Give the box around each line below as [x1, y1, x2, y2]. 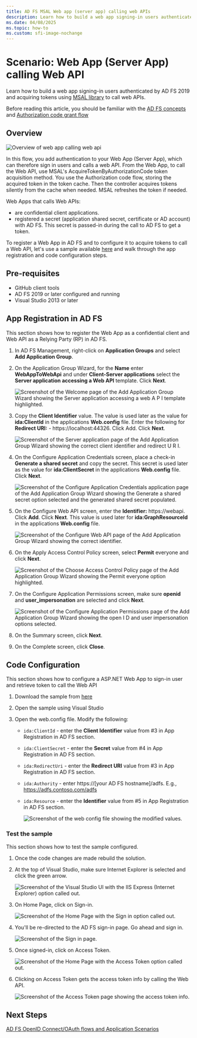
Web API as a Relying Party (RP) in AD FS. [6, 335, 107, 342]
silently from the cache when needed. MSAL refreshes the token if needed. [6, 186, 188, 194]
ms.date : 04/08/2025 [6, 19, 57, 25]
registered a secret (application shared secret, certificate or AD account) [14, 215, 191, 222]
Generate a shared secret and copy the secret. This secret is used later [14, 460, 189, 467]
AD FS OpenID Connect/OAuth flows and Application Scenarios [6, 1026, 159, 1033]
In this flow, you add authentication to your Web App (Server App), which [6, 155, 183, 162]
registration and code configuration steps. [6, 252, 108, 259]
